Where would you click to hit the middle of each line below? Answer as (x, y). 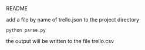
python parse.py (26, 30)
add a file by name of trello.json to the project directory (73, 19)
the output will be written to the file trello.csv (60, 41)
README (17, 8)
